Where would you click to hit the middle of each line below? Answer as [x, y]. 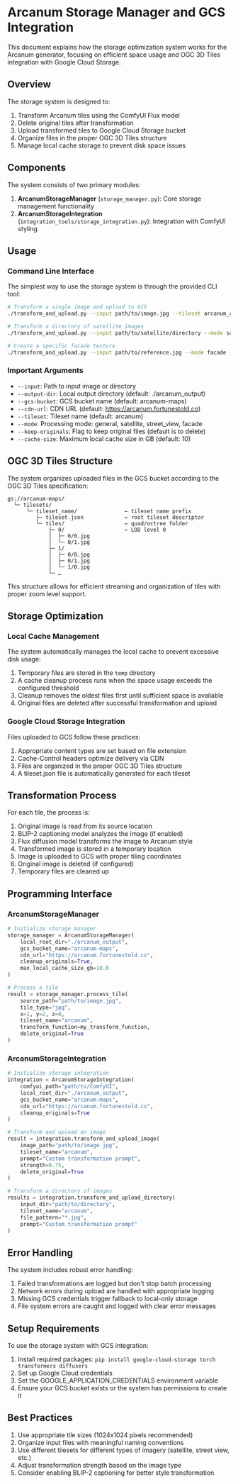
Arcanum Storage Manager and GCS [116, 12]
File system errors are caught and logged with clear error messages [117, 1306]
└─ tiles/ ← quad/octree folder [112, 523]
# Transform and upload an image [57, 1132]
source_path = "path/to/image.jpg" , [71, 1000]
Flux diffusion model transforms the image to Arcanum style [105, 842]
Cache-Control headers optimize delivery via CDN [91, 758]
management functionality [56, 206]
